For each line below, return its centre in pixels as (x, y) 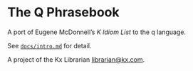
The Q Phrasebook (63, 12)
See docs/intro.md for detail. (49, 45)
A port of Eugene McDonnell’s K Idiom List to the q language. (97, 32)
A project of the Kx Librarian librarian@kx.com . (76, 59)
